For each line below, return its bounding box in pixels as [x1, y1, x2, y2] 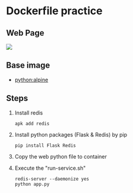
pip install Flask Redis [14, 143, 76, 148]
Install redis [14, 109, 43, 116]
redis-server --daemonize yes [14, 176, 90, 182]
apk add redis [14, 121, 50, 126]
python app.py [14, 181, 50, 187]
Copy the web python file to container [14, 153, 108, 160]
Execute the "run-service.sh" [14, 164, 86, 172]
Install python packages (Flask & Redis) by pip [14, 131, 128, 138]
